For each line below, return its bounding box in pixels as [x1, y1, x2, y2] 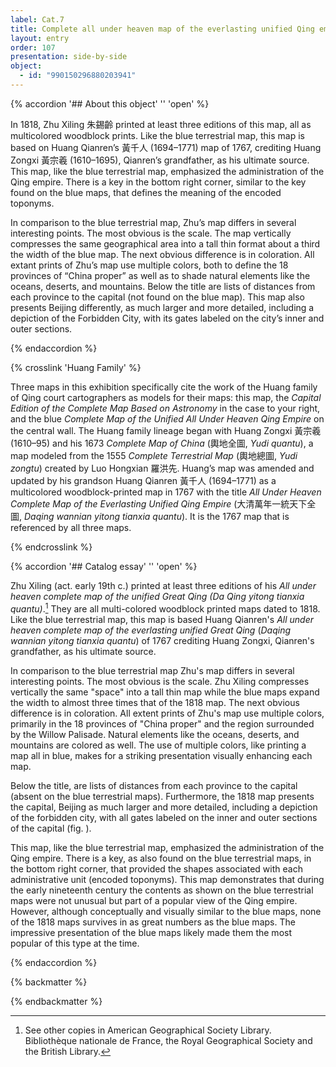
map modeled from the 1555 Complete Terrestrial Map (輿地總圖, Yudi [10, 449, 298, 461]
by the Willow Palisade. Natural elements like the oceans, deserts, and [10, 728, 300, 740]
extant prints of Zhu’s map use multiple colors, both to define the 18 [10, 259, 289, 271]
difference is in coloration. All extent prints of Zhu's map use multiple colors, [10, 707, 325, 719]
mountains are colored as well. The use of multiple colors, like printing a [10, 739, 307, 751]
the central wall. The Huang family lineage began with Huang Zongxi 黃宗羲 [10, 424, 322, 436]
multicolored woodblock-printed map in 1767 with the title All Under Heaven [10, 486, 322, 498]
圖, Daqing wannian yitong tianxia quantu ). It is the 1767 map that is [10, 510, 290, 522]
